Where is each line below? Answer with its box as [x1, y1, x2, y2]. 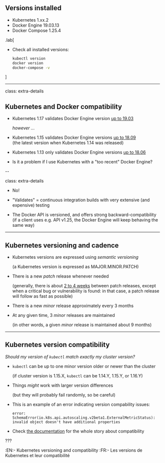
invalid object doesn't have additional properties [12, 419, 120, 425]
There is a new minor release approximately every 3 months [12, 303, 134, 309]
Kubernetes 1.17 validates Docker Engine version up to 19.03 [12, 116, 134, 122]
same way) [12, 222, 35, 228]
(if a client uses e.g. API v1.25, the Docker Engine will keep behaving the [12, 217, 158, 223]
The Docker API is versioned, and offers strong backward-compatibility [12, 212, 157, 218]
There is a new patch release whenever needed [12, 273, 109, 279]
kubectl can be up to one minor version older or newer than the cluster [12, 363, 156, 369]
